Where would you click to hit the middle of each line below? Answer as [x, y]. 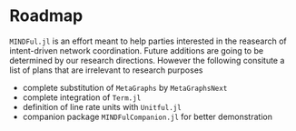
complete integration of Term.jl [82, 97]
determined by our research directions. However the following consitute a [147, 60]
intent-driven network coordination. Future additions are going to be [137, 50]
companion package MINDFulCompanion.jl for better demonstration [147, 116]
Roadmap [46, 16]
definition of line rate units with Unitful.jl [102, 106]
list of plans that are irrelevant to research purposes [106, 70]
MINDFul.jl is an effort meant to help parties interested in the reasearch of [148, 41]
